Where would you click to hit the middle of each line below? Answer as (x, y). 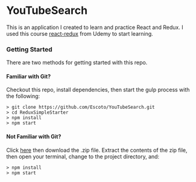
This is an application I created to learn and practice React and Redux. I (95, 27)
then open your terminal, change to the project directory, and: (83, 156)
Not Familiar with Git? (34, 137)
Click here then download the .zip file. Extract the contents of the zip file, (97, 150)
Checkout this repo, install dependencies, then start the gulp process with (98, 90)
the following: (23, 96)
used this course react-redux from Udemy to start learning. (80, 33)
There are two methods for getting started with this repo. (77, 63)
